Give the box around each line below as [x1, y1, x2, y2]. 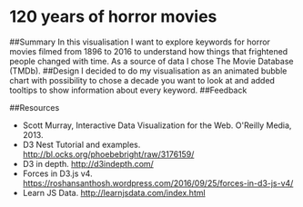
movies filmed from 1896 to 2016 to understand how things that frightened [9, 45, 288, 56]
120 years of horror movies [9, 6, 217, 27]
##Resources [9, 102, 60, 113]
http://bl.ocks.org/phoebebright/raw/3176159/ [22, 148, 195, 160]
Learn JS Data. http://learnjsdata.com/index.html [22, 187, 207, 198]
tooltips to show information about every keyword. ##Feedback [9, 84, 247, 95]
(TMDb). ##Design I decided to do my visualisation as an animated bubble [9, 65, 288, 76]
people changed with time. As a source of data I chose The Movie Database [9, 55, 294, 66]
